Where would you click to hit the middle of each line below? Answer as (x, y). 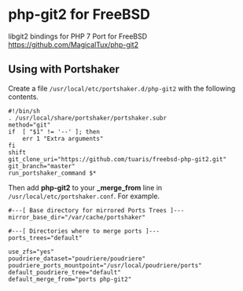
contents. (24, 97)
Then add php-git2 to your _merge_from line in (85, 187)
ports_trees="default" (45, 238)
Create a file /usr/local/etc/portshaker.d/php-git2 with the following (122, 88)
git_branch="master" (42, 166)
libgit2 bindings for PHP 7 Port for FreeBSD (78, 36)
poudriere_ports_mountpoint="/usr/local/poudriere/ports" (105, 265)
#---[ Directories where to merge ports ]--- (84, 231)
